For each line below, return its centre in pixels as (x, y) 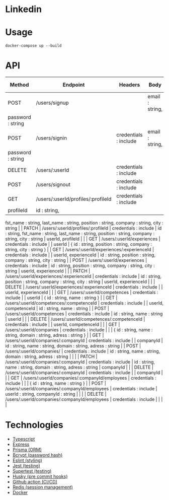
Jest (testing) (26, 466)
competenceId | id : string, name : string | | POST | (57, 309)
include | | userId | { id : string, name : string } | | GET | (61, 298)
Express (21, 444)
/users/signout (53, 185)
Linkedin (23, 9)
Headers (130, 85)
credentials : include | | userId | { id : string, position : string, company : (79, 244)
